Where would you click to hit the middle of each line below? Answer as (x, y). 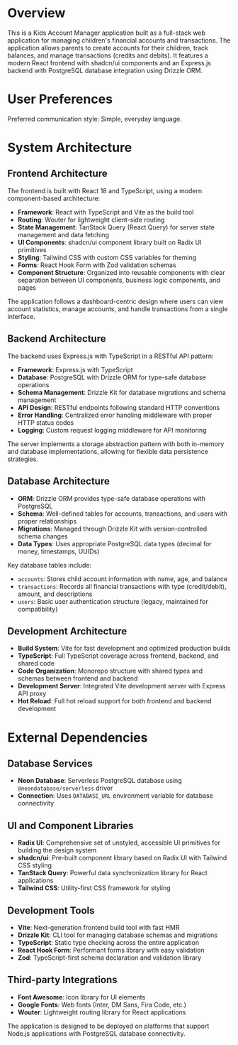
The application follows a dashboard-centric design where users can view (115, 301)
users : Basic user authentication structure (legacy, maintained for (113, 601)
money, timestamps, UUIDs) (58, 551)
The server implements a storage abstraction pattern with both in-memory (116, 444)
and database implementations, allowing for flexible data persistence (108, 451)
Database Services (50, 763)
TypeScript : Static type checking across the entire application (108, 942)
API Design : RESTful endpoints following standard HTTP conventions (119, 407)
